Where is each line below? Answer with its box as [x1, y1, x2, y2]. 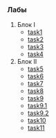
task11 [27, 123, 45, 132]
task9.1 [27, 102, 48, 110]
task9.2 [27, 109, 50, 117]
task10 [27, 117, 46, 125]
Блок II [17, 58, 37, 66]
